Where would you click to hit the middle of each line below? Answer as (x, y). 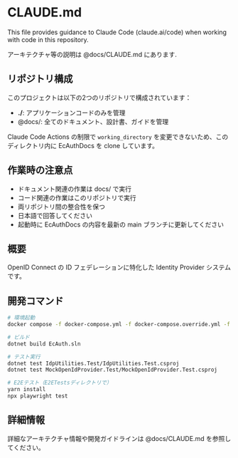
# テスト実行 (24, 357)
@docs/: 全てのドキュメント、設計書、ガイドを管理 (93, 121)
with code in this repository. (48, 39)
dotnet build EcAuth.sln (44, 344)
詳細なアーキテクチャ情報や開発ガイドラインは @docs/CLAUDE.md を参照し (119, 438)
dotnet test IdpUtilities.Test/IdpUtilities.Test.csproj (93, 363)
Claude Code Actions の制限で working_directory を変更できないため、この (118, 137)
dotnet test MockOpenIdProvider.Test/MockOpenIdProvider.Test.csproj (113, 370)
